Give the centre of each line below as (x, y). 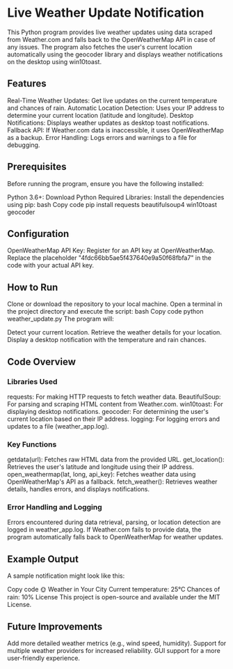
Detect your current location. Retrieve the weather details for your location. (115, 332)
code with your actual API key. (50, 266)
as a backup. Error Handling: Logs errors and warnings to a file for (102, 137)
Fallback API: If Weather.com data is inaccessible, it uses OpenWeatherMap (115, 130)
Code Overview (42, 361)
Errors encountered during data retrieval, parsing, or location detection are (114, 522)
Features (27, 84)
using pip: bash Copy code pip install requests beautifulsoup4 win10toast (112, 204)
